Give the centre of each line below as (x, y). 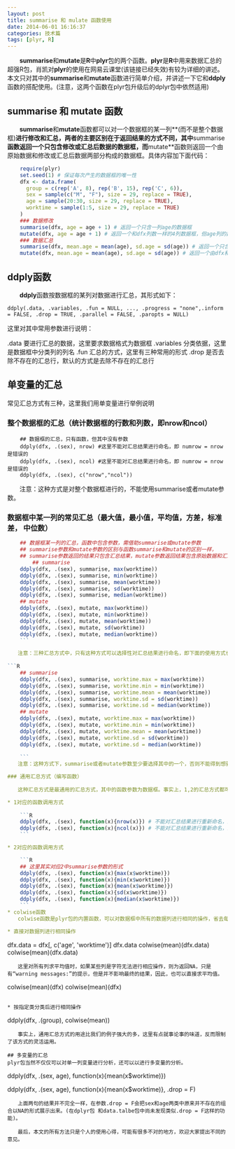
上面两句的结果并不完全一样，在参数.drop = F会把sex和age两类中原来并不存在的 (119, 1103)
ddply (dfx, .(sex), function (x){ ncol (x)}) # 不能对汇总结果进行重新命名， (123, 828)
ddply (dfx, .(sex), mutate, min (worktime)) (84, 615)
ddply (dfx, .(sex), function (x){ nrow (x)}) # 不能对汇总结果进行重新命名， (123, 822)
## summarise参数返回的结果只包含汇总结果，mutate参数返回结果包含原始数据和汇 (123, 556)
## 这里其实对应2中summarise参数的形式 (72, 866)
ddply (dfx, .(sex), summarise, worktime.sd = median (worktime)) (115, 705)
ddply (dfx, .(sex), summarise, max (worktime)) (89, 569)
